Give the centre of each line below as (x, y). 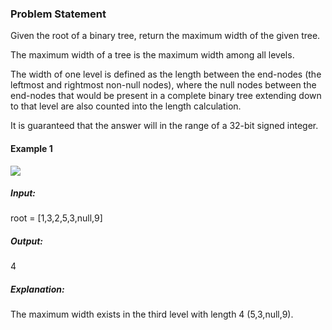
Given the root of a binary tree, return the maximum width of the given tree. (165, 36)
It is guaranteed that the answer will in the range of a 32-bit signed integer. (164, 126)
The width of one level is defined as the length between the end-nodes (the (166, 74)
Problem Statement (58, 14)
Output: (27, 241)
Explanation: (37, 289)
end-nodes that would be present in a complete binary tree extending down (166, 96)
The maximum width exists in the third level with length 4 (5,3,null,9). (152, 314)
